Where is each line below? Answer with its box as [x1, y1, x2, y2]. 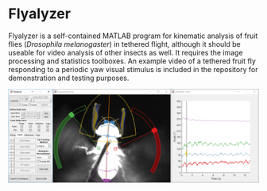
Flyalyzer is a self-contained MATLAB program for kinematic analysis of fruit [8, 31, 258, 40]
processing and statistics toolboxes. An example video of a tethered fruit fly [8, 56, 257, 66]
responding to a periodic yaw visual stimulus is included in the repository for [8, 64, 258, 74]
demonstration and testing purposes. [8, 73, 130, 82]
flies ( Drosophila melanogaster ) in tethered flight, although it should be [8, 39, 241, 48]
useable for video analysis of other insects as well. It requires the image [8, 48, 244, 57]
